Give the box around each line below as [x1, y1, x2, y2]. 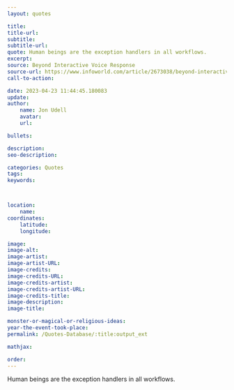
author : [7, 100, 30, 107]
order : [7, 356, 26, 363]
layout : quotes [7, 10, 52, 17]
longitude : [19, 227, 52, 234]
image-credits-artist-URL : [7, 285, 86, 293]
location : [7, 202, 36, 209]
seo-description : [7, 151, 58, 158]
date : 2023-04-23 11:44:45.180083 [7, 87, 108, 94]
